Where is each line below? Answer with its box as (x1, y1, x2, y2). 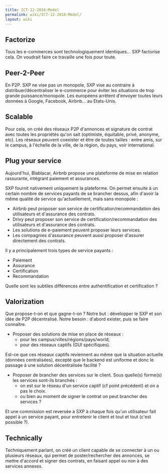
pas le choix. (20, 388, 47, 394)
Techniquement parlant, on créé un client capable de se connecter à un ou (5, 447, 159, 453)
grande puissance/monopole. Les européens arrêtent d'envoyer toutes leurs (5, 93, 163, 99)
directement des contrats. (12, 238, 66, 244)
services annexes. (5, 463, 43, 469)
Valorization (5, 297, 44, 306)
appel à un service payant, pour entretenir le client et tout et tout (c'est (5, 414, 151, 420)
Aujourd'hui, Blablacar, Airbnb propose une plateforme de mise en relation (5, 170, 159, 176)
